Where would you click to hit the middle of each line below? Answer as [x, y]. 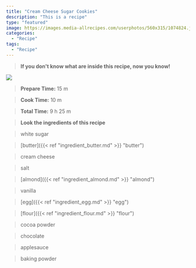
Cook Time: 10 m [41, 99]
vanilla [28, 190]
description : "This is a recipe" [47, 17]
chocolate [32, 236]
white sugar [34, 134]
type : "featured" [27, 22]
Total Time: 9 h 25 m [45, 111]
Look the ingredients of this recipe [63, 122]
